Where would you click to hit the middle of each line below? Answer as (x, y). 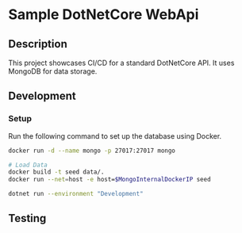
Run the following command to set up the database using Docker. (115, 136)
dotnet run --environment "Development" (76, 194)
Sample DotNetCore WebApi (104, 15)
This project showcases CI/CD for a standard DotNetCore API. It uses (121, 63)
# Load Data (28, 165)
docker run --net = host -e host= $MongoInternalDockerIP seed (110, 180)
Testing (27, 218)
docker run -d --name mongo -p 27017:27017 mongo (92, 151)
